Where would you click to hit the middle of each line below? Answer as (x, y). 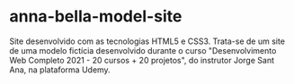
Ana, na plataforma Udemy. (60, 70)
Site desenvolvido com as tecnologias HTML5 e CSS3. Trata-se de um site (147, 41)
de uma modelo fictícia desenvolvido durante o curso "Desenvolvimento (143, 50)
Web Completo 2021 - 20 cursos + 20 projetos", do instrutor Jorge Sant (142, 60)
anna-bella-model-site (96, 17)
